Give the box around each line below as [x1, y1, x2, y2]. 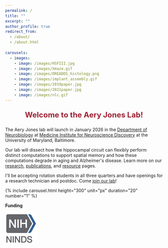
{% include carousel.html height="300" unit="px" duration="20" [5, 187, 138, 193]
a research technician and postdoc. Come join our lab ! [5, 177, 117, 183]
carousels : [5, 50, 28, 55]
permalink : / [5, 8, 32, 13]
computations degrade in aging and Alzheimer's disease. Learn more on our [5, 157, 162, 163]
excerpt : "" [5, 18, 30, 23]
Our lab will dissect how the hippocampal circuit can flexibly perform [5, 146, 147, 152]
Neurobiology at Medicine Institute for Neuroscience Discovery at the [5, 131, 148, 137]
